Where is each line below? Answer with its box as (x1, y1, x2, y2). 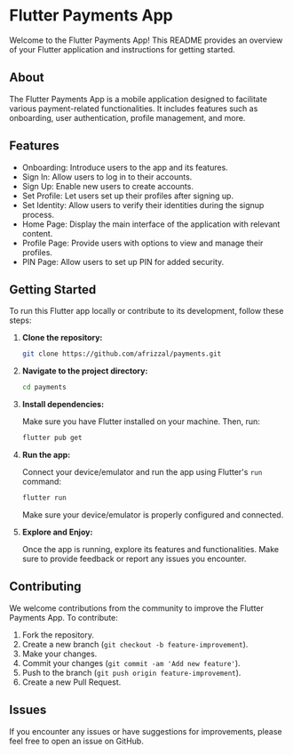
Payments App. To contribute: (9, 612, 118, 622)
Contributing (9, 579, 82, 594)
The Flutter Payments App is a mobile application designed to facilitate (9, 93, 268, 104)
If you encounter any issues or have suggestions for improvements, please (9, 726, 282, 736)
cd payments (21, 383, 67, 392)
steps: (9, 315, 32, 325)
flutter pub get (21, 433, 83, 443)
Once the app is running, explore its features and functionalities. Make (21, 543, 280, 554)
